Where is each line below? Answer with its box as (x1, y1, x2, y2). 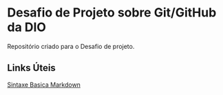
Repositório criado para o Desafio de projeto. (7, 42, 135, 50)
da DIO (7, 19, 47, 35)
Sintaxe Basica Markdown (7, 81, 81, 89)
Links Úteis (7, 62, 56, 74)
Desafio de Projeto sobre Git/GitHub (7, 5, 217, 21)
